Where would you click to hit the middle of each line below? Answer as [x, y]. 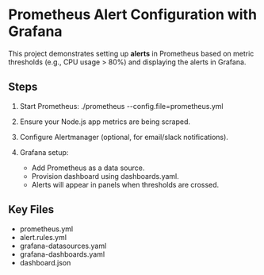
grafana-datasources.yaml [63, 246]
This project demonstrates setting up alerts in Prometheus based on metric [131, 53]
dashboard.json [45, 262]
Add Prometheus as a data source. [88, 168]
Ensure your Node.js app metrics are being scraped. [105, 122]
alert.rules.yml [43, 237]
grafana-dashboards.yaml [62, 254]
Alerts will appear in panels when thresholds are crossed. [125, 184]
